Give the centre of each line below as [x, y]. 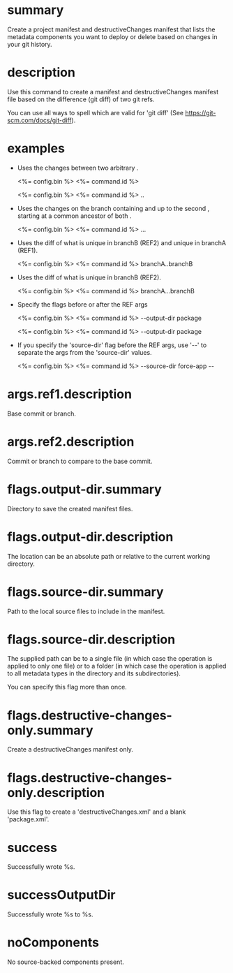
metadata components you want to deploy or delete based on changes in [112, 36]
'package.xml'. [28, 819]
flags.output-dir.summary [84, 489]
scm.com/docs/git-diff [39, 120]
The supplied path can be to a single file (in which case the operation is [110, 659]
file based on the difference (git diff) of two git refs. [81, 99]
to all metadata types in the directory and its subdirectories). [94, 673]
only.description [56, 792]
